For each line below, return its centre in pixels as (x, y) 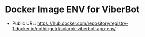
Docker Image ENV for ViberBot (72, 9)
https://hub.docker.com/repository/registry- (83, 23)
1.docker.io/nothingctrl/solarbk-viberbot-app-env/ (64, 28)
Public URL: (24, 23)
